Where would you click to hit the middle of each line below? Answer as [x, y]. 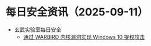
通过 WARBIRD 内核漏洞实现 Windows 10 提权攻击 [84, 37]
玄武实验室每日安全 [38, 29]
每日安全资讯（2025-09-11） [77, 12]
